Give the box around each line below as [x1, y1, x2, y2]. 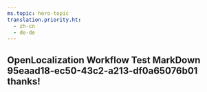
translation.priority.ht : [7, 16, 81, 23]
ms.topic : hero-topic [7, 10, 69, 17]
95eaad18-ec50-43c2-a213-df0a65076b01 [7, 65, 198, 76]
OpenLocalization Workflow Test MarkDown [7, 54, 201, 65]
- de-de [13, 29, 36, 36]
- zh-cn [13, 22, 36, 29]
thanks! [7, 76, 41, 87]
